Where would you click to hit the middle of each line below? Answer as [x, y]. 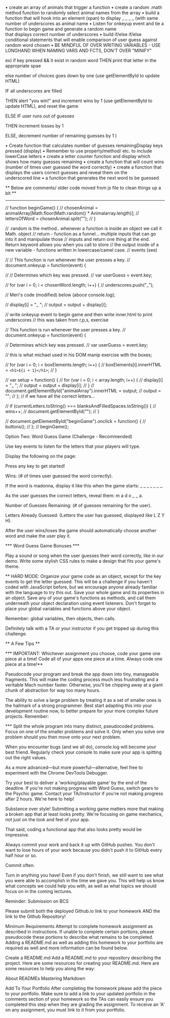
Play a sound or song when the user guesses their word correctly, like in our [84, 556]
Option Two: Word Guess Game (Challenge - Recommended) [69, 436]
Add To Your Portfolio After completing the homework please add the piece [83, 988]
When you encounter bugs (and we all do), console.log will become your [81, 747]
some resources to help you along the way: [50, 968]
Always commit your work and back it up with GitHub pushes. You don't [80, 845]
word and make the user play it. [38, 536]
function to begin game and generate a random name [61, 29]
